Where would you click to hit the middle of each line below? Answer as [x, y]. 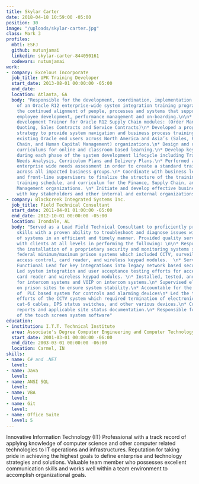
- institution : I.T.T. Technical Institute [61, 326]
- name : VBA [21, 393]
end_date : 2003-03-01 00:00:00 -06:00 [60, 343]
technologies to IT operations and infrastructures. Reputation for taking [93, 450]
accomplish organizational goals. [46, 475]
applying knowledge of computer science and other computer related [91, 444]
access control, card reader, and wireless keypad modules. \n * [99, 260]
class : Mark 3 [24, 34]
